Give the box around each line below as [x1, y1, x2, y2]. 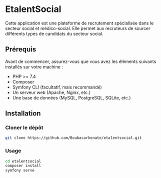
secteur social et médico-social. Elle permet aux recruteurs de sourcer [5, 25, 150, 31]
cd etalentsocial [5, 158, 41, 163]
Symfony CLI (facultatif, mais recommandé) [12, 84, 102, 90]
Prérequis [5, 45, 36, 53]
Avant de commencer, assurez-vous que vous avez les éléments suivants [5, 58, 156, 64]
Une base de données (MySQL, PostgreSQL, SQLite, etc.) [12, 94, 131, 100]
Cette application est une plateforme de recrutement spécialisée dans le [5, 20, 154, 26]
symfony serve [5, 168, 35, 173]
